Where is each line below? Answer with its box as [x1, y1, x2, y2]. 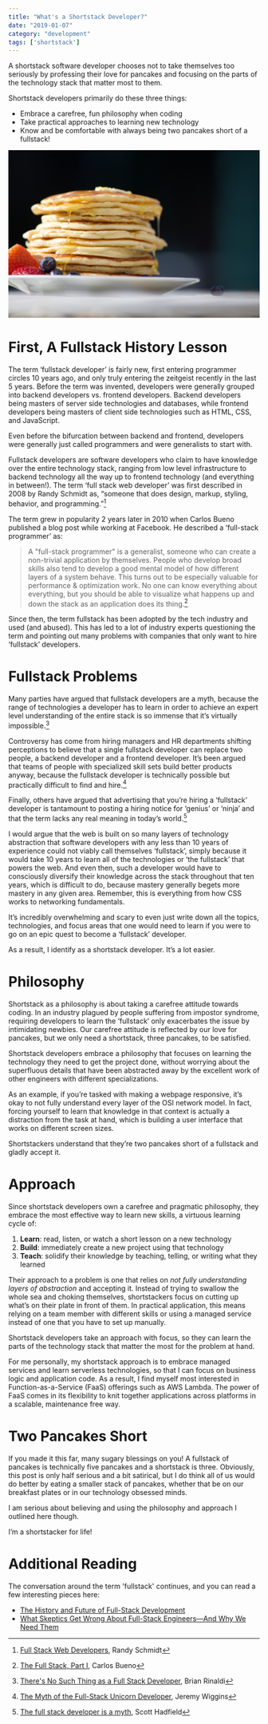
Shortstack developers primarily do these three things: [8, 93, 187, 103]
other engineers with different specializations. [8, 1074, 160, 1084]
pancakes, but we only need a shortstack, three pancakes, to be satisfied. [8, 1034, 251, 1043]
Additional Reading [8, 1555, 137, 1573]
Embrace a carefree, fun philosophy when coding [19, 109, 183, 119]
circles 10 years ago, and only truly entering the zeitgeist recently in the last [8, 373, 257, 382]
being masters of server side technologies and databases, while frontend [8, 398, 249, 408]
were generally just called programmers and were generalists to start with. [8, 439, 253, 449]
